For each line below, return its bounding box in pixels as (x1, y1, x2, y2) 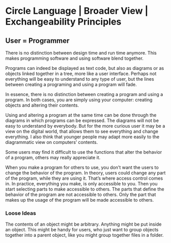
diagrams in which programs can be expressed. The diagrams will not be (5, 117, 159, 124)
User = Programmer (5, 36, 70, 45)
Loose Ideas (5, 209, 36, 216)
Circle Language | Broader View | (5, 5, 148, 17)
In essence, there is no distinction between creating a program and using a (5, 91, 163, 97)
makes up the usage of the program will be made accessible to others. (5, 197, 154, 203)
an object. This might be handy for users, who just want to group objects (5, 227, 159, 233)
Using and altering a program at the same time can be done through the (5, 112, 157, 118)
